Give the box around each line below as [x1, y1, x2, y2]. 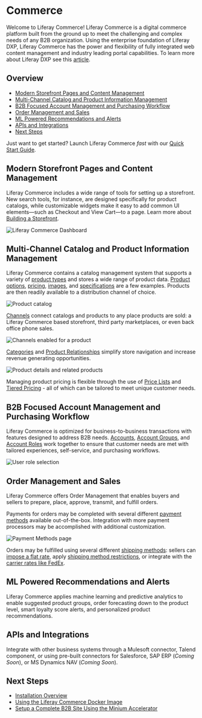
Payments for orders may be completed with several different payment [6, 510, 182, 517]
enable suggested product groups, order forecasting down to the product [6, 599, 189, 606]
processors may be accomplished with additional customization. [6, 523, 166, 530]
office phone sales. [6, 325, 54, 332]
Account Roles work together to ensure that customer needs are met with [6, 441, 189, 448]
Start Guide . [6, 146, 36, 153]
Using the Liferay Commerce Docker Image [14, 699, 123, 706]
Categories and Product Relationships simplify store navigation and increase [6, 348, 196, 355]
